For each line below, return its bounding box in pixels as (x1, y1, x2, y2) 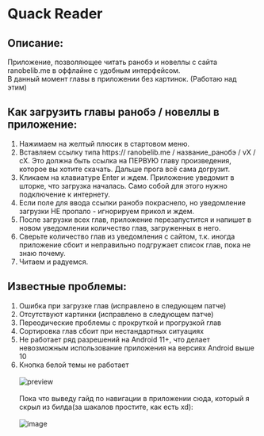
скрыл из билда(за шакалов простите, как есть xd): (18, 402, 193, 411)
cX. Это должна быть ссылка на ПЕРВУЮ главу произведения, (18, 155, 231, 165)
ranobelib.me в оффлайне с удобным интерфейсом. (7, 66, 181, 75)
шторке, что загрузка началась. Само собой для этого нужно (18, 181, 228, 190)
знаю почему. (18, 248, 67, 258)
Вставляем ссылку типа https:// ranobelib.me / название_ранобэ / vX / (18, 147, 256, 157)
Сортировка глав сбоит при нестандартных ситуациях (18, 326, 205, 335)
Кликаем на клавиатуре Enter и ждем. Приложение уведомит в (18, 172, 235, 182)
